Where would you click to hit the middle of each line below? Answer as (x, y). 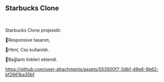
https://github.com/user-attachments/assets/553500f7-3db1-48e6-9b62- (82, 69)
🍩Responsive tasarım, (28, 40)
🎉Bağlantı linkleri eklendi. (31, 59)
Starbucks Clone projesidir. (33, 30)
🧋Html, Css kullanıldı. (27, 49)
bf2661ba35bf (20, 74)
